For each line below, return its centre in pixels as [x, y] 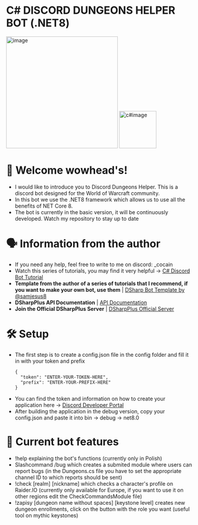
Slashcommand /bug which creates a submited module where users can [103, 464]
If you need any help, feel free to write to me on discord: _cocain [94, 264]
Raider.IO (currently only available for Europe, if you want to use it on [99, 490]
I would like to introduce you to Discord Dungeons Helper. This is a [96, 187]
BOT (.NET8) [38, 23]
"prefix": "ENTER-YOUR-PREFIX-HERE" [66, 382]
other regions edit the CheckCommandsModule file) [78, 496]
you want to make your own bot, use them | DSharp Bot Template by [100, 289]
